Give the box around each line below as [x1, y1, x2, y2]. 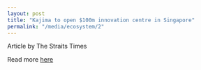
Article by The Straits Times [7, 42, 87, 51]
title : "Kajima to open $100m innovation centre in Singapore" [7, 17, 195, 24]
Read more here [7, 55, 54, 64]
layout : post [7, 10, 45, 17]
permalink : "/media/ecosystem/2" [7, 23, 105, 30]
